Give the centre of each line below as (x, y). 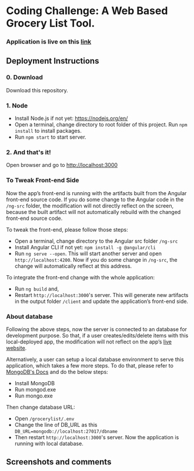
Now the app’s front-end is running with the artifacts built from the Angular (96, 193)
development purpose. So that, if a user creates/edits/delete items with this (97, 335)
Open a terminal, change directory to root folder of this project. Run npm (101, 125)
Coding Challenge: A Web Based (87, 11)
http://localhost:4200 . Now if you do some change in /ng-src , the (96, 259)
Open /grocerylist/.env (44, 418)
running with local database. (49, 443)
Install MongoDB (35, 383)
